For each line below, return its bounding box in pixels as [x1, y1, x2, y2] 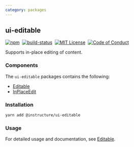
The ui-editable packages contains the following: [5, 73, 110, 79]
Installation [5, 101, 34, 108]
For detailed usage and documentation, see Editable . [5, 136, 116, 142]
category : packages [5, 7, 47, 13]
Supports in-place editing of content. [5, 49, 83, 56]
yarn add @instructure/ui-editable [5, 113, 81, 118]
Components [5, 62, 38, 69]
